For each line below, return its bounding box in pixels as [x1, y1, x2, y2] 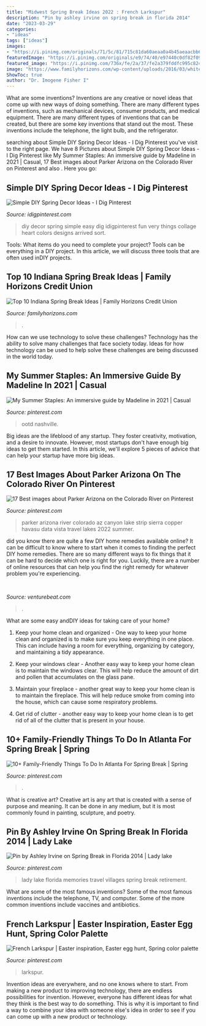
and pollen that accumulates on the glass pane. [15, 673, 135, 681]
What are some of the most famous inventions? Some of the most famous [6, 888, 193, 895]
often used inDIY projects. [6, 254, 72, 261]
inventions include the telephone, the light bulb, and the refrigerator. [6, 127, 179, 134]
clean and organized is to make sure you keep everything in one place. [15, 635, 194, 643]
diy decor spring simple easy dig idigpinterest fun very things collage [21, 222, 197, 230]
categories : [6, 26, 37, 33]
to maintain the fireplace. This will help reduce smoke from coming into [15, 691, 195, 699]
